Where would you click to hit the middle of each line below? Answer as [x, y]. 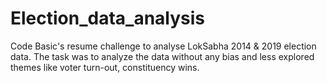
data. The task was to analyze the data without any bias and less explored [162, 56]
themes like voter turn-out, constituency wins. [105, 67]
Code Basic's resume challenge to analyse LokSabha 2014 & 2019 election [163, 46]
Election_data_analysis [108, 18]
